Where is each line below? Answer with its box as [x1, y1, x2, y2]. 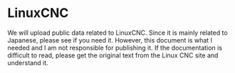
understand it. [7, 58, 48, 67]
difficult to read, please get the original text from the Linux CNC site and [7, 51, 219, 60]
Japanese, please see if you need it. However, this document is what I [7, 35, 212, 44]
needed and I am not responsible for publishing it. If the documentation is [7, 43, 223, 52]
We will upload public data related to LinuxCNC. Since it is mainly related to [7, 28, 228, 37]
